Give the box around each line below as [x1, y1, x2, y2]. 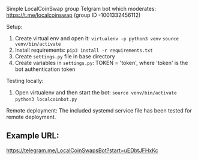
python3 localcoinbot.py [14, 96, 77, 102]
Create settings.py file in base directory [14, 53, 115, 60]
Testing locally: [6, 78, 44, 84]
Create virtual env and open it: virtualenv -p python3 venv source [14, 35, 179, 42]
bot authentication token [14, 66, 76, 73]
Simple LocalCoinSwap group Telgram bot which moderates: [6, 5, 157, 12]
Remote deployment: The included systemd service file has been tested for [6, 107, 192, 114]
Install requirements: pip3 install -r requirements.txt [14, 46, 153, 54]
